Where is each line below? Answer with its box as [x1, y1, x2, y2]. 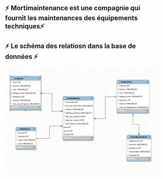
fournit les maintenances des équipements [5, 14, 138, 22]
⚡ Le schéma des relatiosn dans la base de [5, 42, 136, 50]
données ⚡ [5, 53, 38, 61]
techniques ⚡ [5, 22, 45, 31]
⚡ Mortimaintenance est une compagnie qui [5, 4, 140, 12]
